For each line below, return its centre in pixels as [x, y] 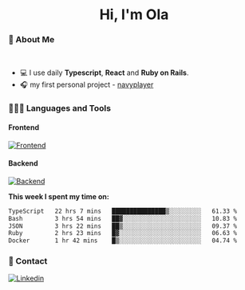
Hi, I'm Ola [134, 15]
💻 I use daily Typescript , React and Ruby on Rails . [104, 72]
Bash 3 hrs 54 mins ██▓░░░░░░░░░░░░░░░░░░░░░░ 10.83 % [123, 218]
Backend [23, 163]
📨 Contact [28, 261]
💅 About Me [32, 40]
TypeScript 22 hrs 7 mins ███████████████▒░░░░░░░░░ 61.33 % [123, 211]
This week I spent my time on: [59, 196]
